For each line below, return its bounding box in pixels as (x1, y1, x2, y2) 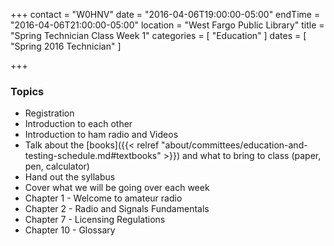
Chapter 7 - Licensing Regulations (24, 214, 166, 226)
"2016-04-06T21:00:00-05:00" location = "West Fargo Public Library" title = (10, 19, 325, 31)
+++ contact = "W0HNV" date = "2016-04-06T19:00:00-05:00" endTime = (10, 9, 321, 20)
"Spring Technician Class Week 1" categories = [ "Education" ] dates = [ (10, 30, 307, 41)
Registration (24, 107, 75, 119)
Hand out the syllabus (24, 171, 116, 183)
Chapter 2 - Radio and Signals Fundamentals (24, 203, 210, 215)
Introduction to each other (24, 118, 133, 130)
